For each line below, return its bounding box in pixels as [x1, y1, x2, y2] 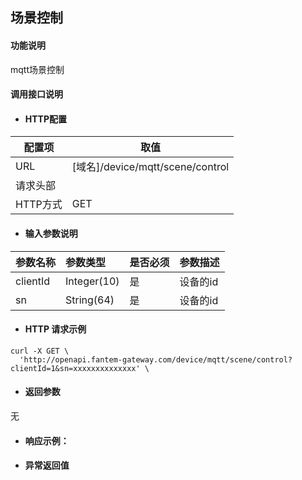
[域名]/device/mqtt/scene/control [71, 160, 230, 174]
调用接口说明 [10, 88, 63, 100]
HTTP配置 [24, 113, 68, 125]
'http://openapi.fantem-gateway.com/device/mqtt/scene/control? [19, 354, 293, 365]
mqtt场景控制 [10, 63, 65, 75]
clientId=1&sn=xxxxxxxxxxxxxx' [10, 363, 141, 373]
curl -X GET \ [10, 346, 70, 356]
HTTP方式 [15, 198, 63, 212]
